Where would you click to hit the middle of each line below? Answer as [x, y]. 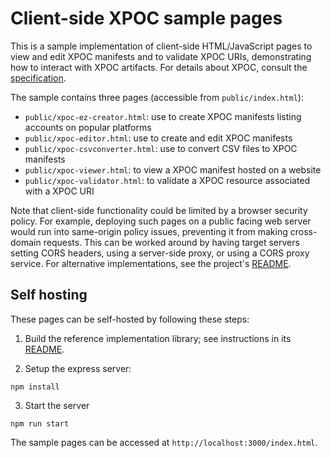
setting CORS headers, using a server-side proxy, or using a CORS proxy [160, 253]
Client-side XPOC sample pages [146, 18]
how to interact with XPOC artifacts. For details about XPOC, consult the [159, 67]
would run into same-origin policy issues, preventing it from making [149, 231]
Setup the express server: [78, 368]
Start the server [57, 405]
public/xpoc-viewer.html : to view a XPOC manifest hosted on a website [173, 169]
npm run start [40, 423]
